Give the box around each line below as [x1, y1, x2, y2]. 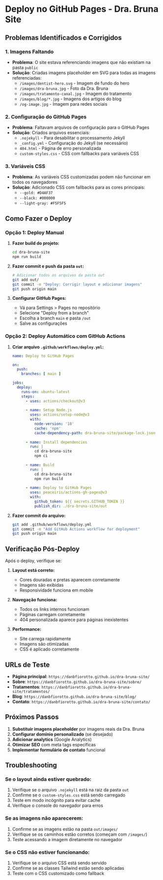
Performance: [12, 626, 42, 632]
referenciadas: [12, 75, 42, 81]
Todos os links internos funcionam [19, 606, 89, 612]
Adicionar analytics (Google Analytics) [12, 736, 92, 742]
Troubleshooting [5, 761, 57, 769]
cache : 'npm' [34, 426, 61, 431]
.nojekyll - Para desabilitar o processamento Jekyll [19, 135, 125, 141]
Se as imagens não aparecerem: [5, 815, 83, 822]
